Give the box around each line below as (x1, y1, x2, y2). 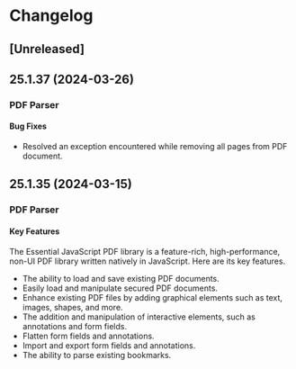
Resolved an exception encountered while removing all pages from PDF (22, 141, 288, 152)
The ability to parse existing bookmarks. (22, 349, 172, 360)
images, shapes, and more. (22, 301, 123, 312)
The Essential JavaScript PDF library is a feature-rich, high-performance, (9, 246, 281, 256)
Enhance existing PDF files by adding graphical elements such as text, (22, 292, 283, 302)
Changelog (9, 5, 94, 26)
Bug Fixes (9, 121, 48, 131)
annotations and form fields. (22, 320, 128, 331)
